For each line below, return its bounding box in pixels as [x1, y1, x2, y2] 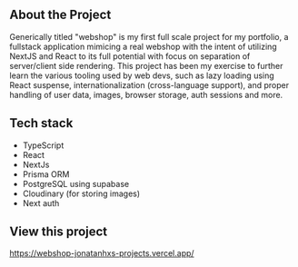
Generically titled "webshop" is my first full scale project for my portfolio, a [9, 31, 289, 42]
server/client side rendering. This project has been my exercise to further [9, 60, 283, 71]
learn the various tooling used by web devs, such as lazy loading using [9, 70, 274, 81]
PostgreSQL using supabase [22, 178, 130, 189]
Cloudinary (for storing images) [22, 188, 141, 199]
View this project [9, 224, 108, 240]
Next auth [22, 197, 60, 208]
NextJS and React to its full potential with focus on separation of [9, 50, 251, 62]
